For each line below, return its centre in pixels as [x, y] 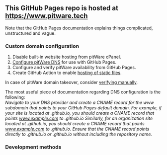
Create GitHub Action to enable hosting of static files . [67, 73]
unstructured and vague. [30, 33]
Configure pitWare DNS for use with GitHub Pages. [64, 62]
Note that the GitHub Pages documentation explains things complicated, [79, 28]
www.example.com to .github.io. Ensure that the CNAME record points [77, 129]
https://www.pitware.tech [46, 16]
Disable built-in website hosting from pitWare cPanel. [67, 57]
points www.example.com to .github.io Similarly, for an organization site [79, 118]
